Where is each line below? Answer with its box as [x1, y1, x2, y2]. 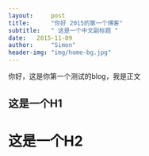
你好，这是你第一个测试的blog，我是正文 [8, 72, 141, 80]
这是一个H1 [8, 97, 63, 111]
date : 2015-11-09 [8, 33, 73, 42]
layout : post [8, 11, 66, 20]
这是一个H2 [8, 132, 83, 150]
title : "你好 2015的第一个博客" [8, 19, 124, 27]
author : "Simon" [8, 41, 77, 49]
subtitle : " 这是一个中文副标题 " [8, 26, 119, 34]
